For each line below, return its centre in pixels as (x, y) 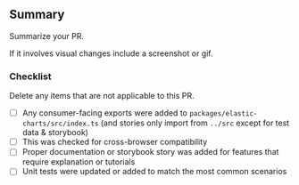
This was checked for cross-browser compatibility (115, 142)
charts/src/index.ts (60, 124)
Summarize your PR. (47, 36)
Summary (37, 15)
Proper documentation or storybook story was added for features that (150, 152)
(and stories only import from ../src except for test (195, 123)
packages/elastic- (223, 114)
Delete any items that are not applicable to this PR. (102, 96)
